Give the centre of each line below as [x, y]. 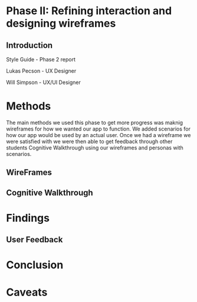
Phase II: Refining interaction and [89, 11]
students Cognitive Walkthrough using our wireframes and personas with [95, 147]
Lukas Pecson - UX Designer [41, 71]
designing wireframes [61, 23]
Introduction [29, 45]
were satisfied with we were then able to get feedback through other [89, 141]
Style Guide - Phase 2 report [41, 59]
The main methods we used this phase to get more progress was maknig [95, 122]
